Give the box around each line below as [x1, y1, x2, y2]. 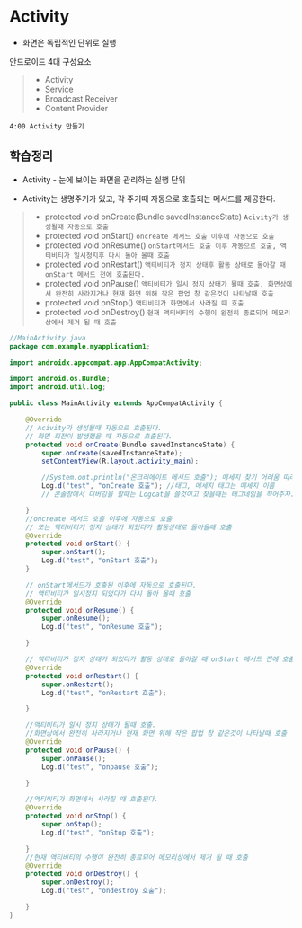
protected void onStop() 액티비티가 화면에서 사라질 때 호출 [44, 296, 244, 307]
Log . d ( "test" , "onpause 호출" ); [41, 762, 159, 772]
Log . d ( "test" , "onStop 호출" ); [41, 828, 155, 837]
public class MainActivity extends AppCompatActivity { [9, 399, 223, 408]
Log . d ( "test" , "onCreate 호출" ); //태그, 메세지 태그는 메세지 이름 [41, 482, 276, 491]
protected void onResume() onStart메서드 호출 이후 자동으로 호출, [44, 240, 277, 251]
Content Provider [44, 102, 109, 113]
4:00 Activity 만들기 [9, 121, 85, 131]
